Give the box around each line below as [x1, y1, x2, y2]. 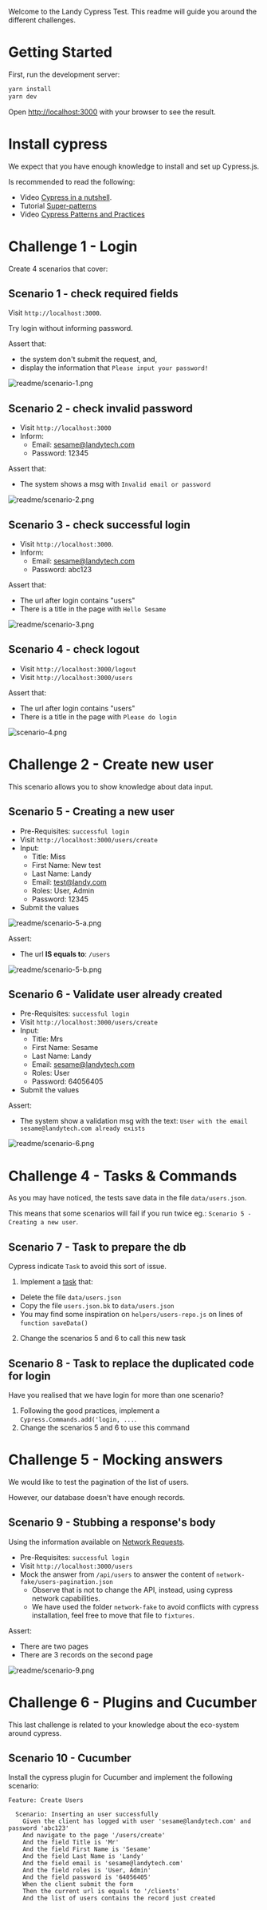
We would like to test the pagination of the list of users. [8, 1477, 189, 1486]
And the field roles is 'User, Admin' [22, 1866, 151, 1875]
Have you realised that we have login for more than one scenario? [8, 1390, 225, 1399]
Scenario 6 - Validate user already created [8, 987, 223, 1001]
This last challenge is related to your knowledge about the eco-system [8, 1720, 240, 1729]
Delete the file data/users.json [19, 1292, 122, 1302]
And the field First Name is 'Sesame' [22, 1845, 151, 1853]
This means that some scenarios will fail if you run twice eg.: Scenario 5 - [8, 1208, 252, 1218]
